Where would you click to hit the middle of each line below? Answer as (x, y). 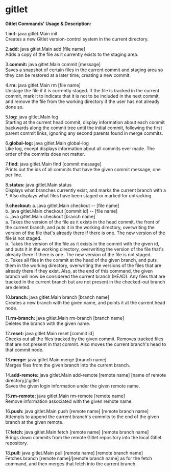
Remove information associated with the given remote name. (69, 401)
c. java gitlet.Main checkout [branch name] (50, 216)
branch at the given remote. (34, 422)
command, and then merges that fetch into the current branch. (71, 464)
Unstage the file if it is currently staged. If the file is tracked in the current (82, 90)
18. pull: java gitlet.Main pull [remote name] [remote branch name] (74, 453)
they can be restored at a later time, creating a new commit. (68, 75)
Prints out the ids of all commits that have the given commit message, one (83, 169)
